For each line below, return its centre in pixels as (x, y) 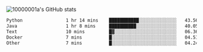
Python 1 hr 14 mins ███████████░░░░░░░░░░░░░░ (92, 21)
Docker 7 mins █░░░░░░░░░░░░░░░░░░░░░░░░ (92, 37)
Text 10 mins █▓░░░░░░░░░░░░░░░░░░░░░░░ (92, 31)
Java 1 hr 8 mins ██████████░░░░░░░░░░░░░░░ (92, 26)
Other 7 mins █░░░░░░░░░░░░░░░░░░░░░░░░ (92, 43)
